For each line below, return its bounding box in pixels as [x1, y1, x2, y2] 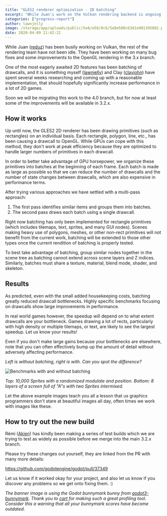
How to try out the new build [5, 418, 94, 426]
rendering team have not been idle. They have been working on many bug [5, 49, 157, 55]
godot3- [131, 490, 149, 496]
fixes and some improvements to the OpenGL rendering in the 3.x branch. [5, 55, 156, 60]
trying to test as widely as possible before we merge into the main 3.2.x [5, 436, 152, 442]
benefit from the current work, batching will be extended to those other [5, 234, 151, 241]
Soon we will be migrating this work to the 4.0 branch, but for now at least [5, 95, 157, 101]
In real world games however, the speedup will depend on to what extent [5, 313, 154, 319]
